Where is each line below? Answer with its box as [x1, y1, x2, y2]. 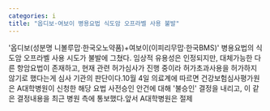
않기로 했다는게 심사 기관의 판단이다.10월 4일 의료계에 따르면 [8, 73, 199, 83]
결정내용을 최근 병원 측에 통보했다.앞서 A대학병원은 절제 [16, 93, 193, 103]
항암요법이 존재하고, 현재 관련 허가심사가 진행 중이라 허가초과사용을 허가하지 [16, 62, 258, 73]
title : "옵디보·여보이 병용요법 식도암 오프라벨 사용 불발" [8, 19, 180, 28]
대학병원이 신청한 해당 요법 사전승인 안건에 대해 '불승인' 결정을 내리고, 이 [21, 83, 251, 93]
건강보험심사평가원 [200, 73, 260, 83]
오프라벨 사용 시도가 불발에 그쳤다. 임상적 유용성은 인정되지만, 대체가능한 [23, 53, 253, 62]
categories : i [8, 11, 57, 20]
